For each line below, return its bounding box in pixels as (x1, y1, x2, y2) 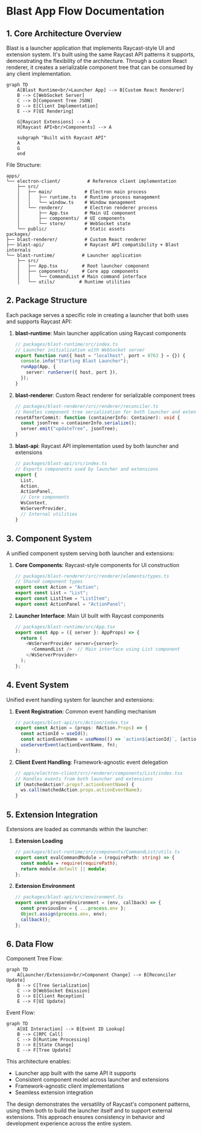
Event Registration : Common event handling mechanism (14, 708, 157, 715)
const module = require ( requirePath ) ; (21, 860, 118, 866)
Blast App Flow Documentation (6, 4, 165, 18)
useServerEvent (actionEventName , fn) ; (21, 742, 118, 748)
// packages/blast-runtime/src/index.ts (14, 341, 118, 347)
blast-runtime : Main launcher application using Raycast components (14, 329, 186, 337)
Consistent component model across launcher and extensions (14, 1076, 169, 1083)
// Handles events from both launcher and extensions (14, 776, 153, 782)
